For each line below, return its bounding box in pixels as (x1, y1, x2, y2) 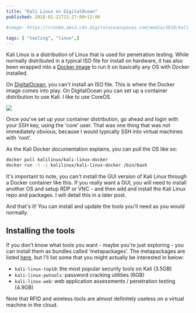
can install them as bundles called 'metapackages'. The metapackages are (6, 248, 185, 255)
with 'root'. (6, 134, 32, 141)
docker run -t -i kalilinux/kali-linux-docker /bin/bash (6, 162, 148, 168)
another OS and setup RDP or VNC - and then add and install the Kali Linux (6, 185, 186, 192)
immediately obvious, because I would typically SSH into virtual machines (6, 128, 183, 135)
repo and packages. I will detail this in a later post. (6, 192, 127, 199)
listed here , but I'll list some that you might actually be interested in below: (6, 253, 184, 260)
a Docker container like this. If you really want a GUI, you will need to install (6, 179, 187, 186)
